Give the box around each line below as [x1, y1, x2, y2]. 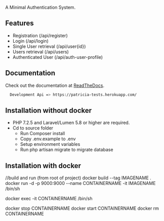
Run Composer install [20, 131, 65, 137]
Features [5, 19, 34, 27]
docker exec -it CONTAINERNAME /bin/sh [5, 196, 93, 202]
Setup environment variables [20, 141, 80, 147]
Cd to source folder [12, 125, 54, 131]
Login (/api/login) [12, 38, 49, 44]
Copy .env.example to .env [20, 136, 76, 142]
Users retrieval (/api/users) [12, 48, 69, 55]
